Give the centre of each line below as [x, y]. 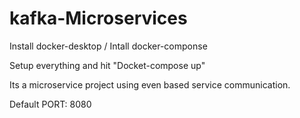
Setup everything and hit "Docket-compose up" [107, 65]
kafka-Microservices [98, 18]
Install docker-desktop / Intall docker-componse [108, 46]
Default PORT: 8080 [50, 104]
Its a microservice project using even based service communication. [150, 84]
